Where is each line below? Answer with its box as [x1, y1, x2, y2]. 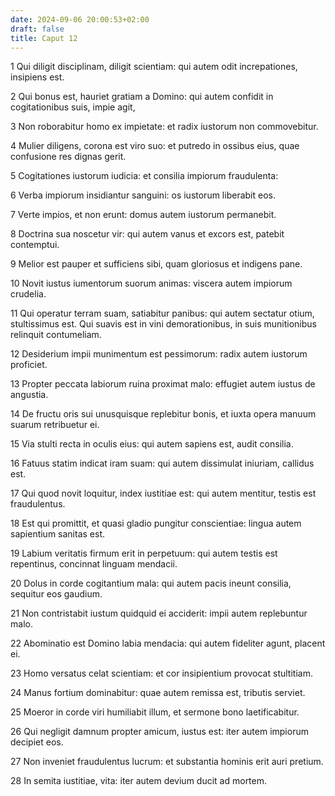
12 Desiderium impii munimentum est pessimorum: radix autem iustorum [10, 348, 308, 360]
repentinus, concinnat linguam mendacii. [10, 558, 178, 570]
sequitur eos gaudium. [10, 588, 103, 600]
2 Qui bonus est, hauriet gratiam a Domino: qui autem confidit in [10, 91, 274, 103]
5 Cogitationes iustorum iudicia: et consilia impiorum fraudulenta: [10, 170, 279, 182]
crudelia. [10, 288, 47, 300]
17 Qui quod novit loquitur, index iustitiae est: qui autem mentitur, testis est [10, 487, 317, 500]
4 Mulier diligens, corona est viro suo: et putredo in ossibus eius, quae [10, 140, 300, 152]
